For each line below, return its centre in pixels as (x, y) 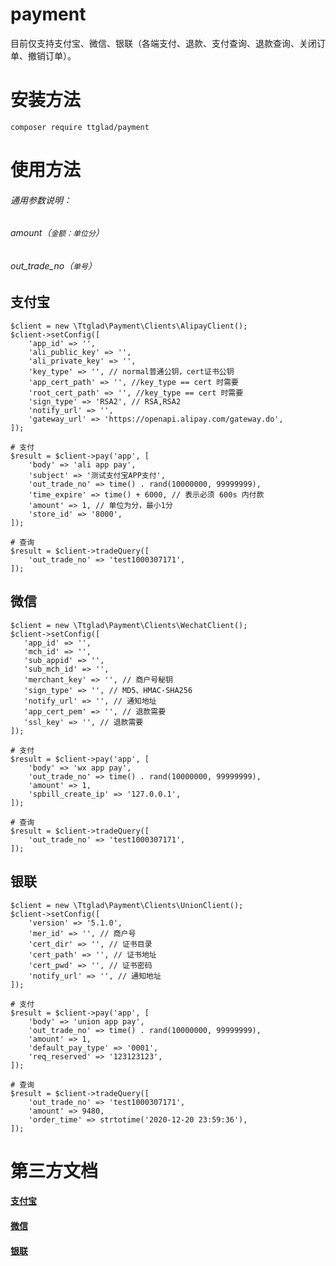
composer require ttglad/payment (80, 127)
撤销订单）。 (52, 55)
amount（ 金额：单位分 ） (57, 233)
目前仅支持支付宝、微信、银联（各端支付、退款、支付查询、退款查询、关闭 (163, 43)
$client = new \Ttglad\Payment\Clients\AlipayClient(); (129, 326)
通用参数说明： (41, 200)
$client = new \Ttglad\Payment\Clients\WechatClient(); (129, 625)
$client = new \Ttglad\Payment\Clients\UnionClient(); (127, 905)
